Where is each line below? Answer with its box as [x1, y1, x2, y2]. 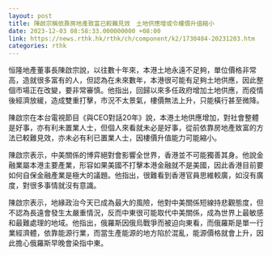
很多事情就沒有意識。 [29, 181, 101, 190]
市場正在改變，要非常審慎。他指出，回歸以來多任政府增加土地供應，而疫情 [15, 86, 264, 96]
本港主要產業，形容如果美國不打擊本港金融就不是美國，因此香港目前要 [29, 160, 264, 170]
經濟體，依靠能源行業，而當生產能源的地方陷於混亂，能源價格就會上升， [15, 228, 257, 238]
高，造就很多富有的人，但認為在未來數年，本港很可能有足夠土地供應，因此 [8, 75, 257, 85]
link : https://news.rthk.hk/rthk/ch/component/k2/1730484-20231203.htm [8, 34, 255, 43]
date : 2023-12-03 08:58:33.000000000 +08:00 [8, 27, 161, 35]
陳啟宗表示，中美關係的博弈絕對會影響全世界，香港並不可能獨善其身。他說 [8, 151, 257, 160]
